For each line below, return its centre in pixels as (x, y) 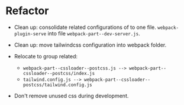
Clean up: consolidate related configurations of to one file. (85, 27)
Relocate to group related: (46, 56)
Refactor (27, 11)
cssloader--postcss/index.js (59, 73)
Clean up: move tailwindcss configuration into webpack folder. (90, 45)
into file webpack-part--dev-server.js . (94, 33)
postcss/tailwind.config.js (57, 85)
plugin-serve (30, 34)
